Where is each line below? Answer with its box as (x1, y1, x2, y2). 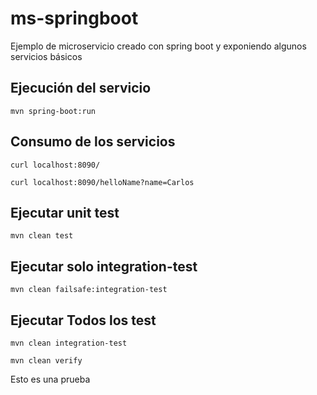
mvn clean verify (10, 356, 83, 366)
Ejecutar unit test (10, 204, 120, 221)
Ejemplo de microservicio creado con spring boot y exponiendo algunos (10, 40, 307, 52)
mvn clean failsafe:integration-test (10, 285, 168, 295)
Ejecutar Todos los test (10, 312, 157, 329)
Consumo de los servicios (10, 133, 176, 151)
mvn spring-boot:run (10, 106, 97, 116)
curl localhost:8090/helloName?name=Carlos (10, 177, 195, 187)
